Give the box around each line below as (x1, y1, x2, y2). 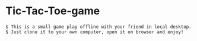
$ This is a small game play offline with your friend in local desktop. (5, 24, 192, 30)
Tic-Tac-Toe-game (5, 4, 100, 18)
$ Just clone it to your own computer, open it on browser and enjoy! (5, 29, 184, 35)
